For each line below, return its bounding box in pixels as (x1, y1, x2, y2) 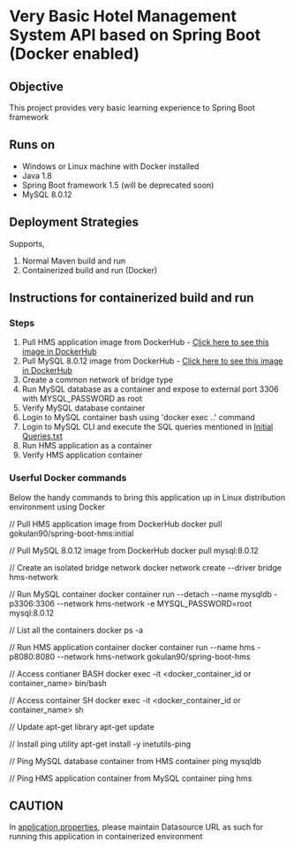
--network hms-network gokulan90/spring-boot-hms (57, 651, 251, 662)
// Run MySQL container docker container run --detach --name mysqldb (9, 588, 272, 599)
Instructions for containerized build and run (9, 290, 254, 306)
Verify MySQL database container (21, 402, 146, 413)
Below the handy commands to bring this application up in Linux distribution (9, 492, 285, 502)
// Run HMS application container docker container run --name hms (9, 641, 256, 652)
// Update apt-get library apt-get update (9, 721, 155, 731)
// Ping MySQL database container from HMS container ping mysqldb (9, 755, 262, 766)
